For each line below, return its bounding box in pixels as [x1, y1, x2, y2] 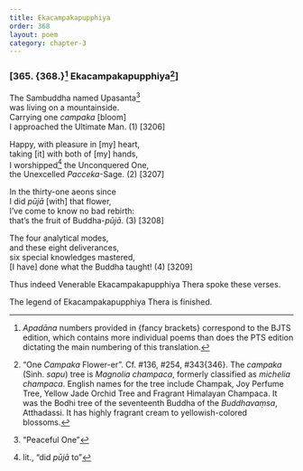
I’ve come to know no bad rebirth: [9, 205, 135, 217]
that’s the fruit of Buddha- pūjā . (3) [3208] [9, 215, 165, 226]
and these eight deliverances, [9, 242, 120, 253]
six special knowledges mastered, [9, 252, 135, 263]
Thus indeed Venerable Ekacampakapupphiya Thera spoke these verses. [9, 279, 281, 290]
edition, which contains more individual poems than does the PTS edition [22, 332, 294, 344]
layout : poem [9, 30, 59, 39]
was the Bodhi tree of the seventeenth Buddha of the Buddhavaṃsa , [22, 398, 278, 409]
